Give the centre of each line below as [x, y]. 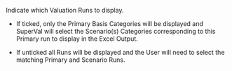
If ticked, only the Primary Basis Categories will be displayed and [110, 24]
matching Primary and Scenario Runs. [71, 60]
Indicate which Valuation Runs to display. [65, 10]
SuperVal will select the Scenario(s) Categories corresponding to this [116, 31]
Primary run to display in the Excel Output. [77, 39]
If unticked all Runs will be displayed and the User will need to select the [120, 52]
